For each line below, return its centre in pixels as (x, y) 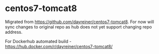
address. (14, 32)
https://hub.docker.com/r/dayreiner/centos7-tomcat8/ (59, 46)
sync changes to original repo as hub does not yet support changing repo (79, 27)
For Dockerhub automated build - (38, 41)
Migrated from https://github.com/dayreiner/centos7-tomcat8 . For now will (79, 22)
